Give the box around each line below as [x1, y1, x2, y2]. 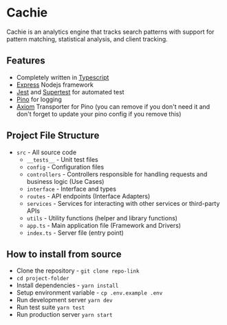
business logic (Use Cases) [26, 177, 105, 185]
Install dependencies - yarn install [16, 281, 119, 290]
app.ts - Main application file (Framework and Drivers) [26, 221, 182, 229]
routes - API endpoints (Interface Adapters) [26, 191, 151, 200]
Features [6, 55, 45, 67]
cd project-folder [16, 275, 69, 282]
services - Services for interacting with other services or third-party [26, 199, 220, 207]
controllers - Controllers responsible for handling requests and [26, 170, 208, 178]
